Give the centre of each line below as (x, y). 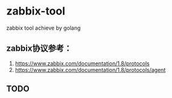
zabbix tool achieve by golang (43, 28)
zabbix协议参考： (39, 49)
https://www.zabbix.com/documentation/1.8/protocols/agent (90, 70)
